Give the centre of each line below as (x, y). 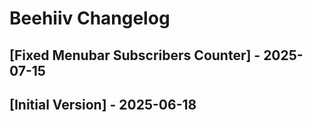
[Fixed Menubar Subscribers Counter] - (135, 55)
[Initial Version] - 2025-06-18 (103, 104)
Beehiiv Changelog (90, 18)
